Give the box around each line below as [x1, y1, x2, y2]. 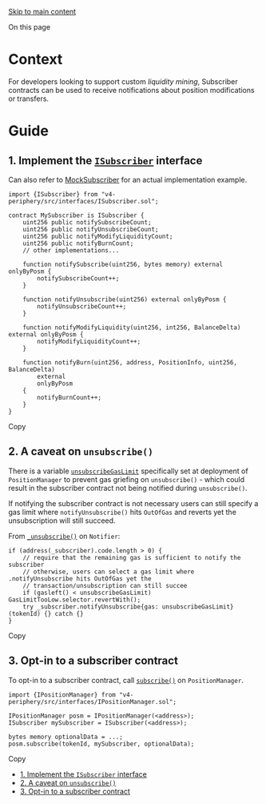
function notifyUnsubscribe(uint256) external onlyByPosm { [22, 295, 227, 304]
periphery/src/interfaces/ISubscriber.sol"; [8, 197, 159, 205]
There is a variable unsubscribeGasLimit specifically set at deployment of [8, 466, 249, 476]
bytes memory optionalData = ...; [8, 733, 124, 741]
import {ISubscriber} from [8, 190, 98, 199]
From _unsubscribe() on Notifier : [8, 531, 121, 541]
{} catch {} [43, 609, 84, 617]
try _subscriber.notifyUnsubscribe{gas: [22, 602, 159, 611]
